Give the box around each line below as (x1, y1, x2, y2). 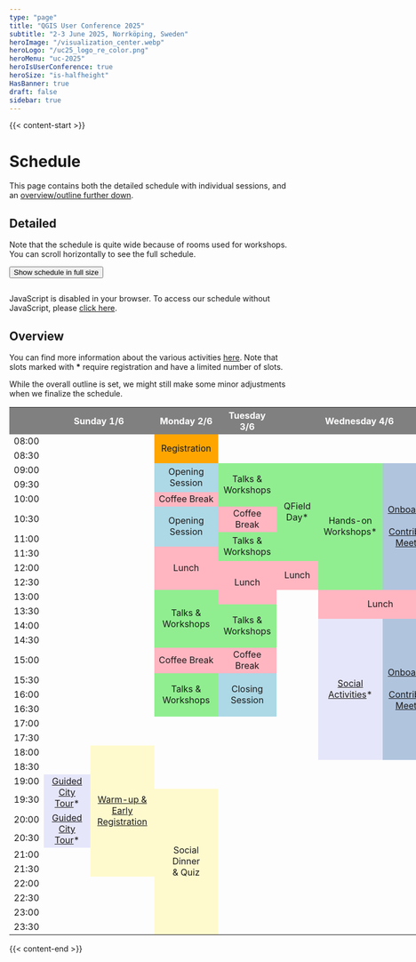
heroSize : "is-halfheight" (9, 71, 109, 80)
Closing (230, 682, 264, 694)
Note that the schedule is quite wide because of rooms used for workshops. (9, 239, 287, 250)
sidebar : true (9, 95, 62, 105)
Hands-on (328, 514, 372, 526)
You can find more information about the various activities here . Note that (9, 352, 278, 363)
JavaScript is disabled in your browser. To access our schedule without (9, 293, 270, 304)
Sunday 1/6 (74, 414, 124, 427)
